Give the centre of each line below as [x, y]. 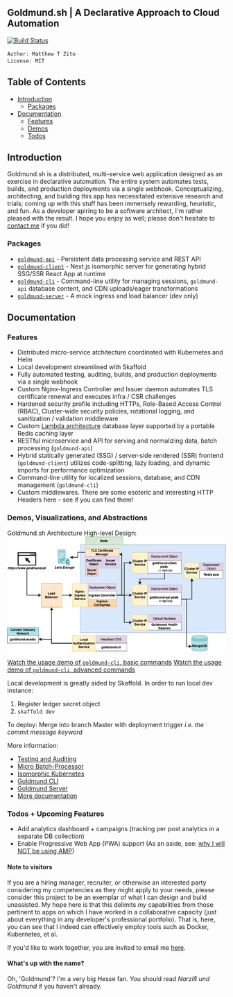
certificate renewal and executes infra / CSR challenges [97, 397]
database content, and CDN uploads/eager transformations [113, 288]
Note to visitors [30, 867]
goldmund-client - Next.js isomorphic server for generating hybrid [112, 266]
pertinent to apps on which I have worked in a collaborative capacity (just [112, 912]
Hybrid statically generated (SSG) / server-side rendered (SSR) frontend [120, 456]
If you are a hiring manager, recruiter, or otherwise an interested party [107, 883]
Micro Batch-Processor [51, 766]
